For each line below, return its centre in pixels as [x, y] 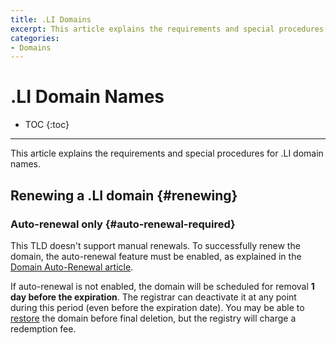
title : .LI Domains [51, 19]
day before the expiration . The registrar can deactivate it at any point [153, 297]
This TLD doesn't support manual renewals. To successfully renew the [155, 245]
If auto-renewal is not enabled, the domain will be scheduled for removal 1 [162, 286]
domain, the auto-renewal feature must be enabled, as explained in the [156, 256]
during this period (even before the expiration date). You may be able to [157, 307]
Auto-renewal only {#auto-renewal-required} [123, 224]
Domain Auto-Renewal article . [72, 267]
